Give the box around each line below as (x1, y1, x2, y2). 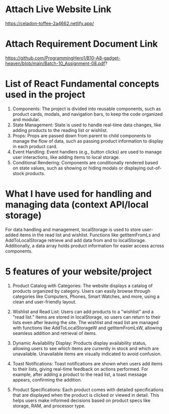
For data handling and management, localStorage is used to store (5, 226, 141, 232)
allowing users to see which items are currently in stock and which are (12, 345, 159, 351)
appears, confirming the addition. (12, 376, 82, 383)
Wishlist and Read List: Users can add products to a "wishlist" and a (12, 308, 154, 315)
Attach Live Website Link (5, 4, 111, 15)
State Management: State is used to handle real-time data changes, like (12, 122, 161, 128)
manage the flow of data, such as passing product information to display (12, 138, 163, 144)
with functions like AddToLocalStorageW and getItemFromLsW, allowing (12, 325, 162, 331)
